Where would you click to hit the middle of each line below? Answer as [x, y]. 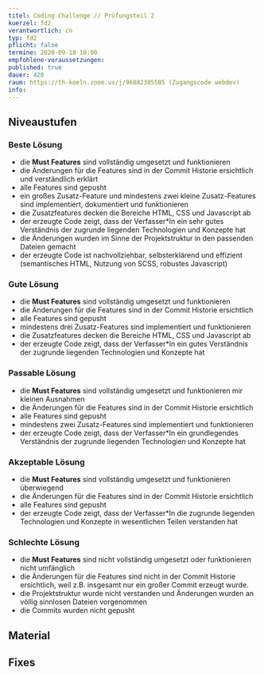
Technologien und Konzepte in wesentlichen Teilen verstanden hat [129, 521]
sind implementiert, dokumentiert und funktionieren [104, 205]
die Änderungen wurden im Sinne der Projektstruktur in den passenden [136, 238]
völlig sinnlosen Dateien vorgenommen [83, 602]
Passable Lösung [42, 373]
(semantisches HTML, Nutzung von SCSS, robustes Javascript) [124, 264]
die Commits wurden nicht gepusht [77, 610]
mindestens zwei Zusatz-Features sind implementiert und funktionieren [137, 424]
